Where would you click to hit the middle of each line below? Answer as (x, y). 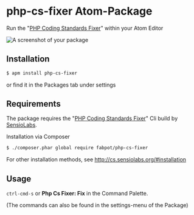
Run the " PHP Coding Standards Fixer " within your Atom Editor (85, 28)
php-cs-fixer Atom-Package (79, 11)
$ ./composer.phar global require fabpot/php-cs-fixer (77, 148)
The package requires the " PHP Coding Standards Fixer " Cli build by (92, 118)
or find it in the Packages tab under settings (61, 85)
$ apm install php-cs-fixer (42, 73)
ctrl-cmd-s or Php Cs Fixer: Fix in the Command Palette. (77, 194)
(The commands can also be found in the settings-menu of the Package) (97, 205)
